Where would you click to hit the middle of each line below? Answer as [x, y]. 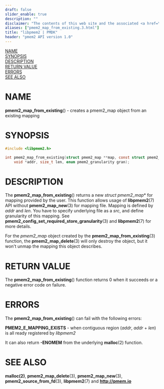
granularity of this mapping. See [37, 216]
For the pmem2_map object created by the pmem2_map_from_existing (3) [80, 236]
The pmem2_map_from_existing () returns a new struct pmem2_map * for [79, 195]
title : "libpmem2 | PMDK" [31, 32]
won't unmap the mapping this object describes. [54, 246]
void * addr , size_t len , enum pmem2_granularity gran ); [72, 162]
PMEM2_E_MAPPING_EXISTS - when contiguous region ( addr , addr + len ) [81, 328]
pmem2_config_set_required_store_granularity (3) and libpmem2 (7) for [78, 221]
